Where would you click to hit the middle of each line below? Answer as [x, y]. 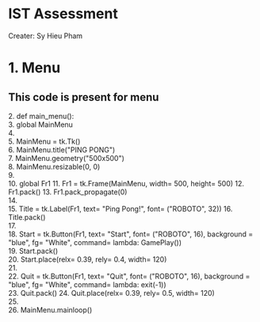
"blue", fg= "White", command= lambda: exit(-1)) [87, 284]
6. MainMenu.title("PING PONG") [62, 149]
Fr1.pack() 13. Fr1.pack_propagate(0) [68, 192]
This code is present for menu [84, 97]
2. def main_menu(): [41, 116]
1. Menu [34, 68]
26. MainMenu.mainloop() [50, 309]
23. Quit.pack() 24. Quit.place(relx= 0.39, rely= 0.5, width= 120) [112, 293]
